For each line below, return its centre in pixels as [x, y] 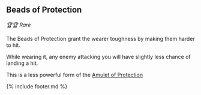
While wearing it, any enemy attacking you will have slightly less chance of [98, 57]
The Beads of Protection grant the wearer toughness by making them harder [100, 38]
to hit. [13, 45]
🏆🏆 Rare [19, 25]
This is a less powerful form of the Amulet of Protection [74, 75]
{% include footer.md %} [37, 86]
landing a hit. [22, 63]
